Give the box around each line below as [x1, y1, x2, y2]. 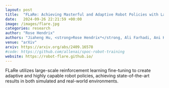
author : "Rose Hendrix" [5, 30, 55, 35]
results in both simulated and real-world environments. [5, 78, 119, 84]
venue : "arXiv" [5, 40, 37, 45]
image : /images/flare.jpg [5, 21, 59, 26]
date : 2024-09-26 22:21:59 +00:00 [5, 16, 82, 21]
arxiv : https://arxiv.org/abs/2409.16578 [5, 44, 94, 49]
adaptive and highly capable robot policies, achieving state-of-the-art [5, 73, 150, 79]
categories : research [5, 26, 51, 31]
